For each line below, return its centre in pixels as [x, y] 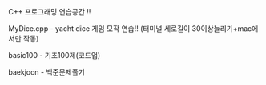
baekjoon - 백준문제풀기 [47, 72]
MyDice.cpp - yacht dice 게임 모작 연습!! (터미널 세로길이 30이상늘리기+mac [130, 29]
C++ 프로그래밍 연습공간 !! [50, 12]
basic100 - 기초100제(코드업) [54, 55]
